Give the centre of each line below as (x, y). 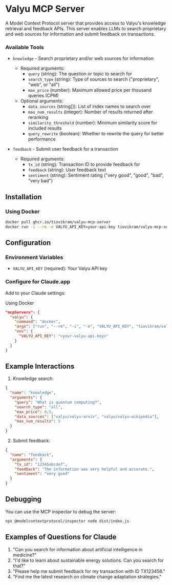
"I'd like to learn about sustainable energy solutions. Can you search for (88, 560)
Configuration (28, 243)
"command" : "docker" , (37, 322)
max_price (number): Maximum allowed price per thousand (90, 90)
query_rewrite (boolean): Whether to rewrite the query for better (96, 134)
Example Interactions (40, 366)
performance (42, 139)
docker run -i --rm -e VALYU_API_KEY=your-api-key (60, 227)
